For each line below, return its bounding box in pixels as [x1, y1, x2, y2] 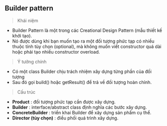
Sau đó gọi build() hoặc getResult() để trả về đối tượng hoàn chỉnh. [12, 79, 152, 85]
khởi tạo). [12, 32, 32, 38]
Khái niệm [17, 17, 39, 23]
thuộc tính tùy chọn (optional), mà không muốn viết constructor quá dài [12, 43, 162, 50]
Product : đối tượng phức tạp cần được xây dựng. [12, 99, 116, 105]
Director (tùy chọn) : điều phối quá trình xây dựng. [12, 115, 119, 121]
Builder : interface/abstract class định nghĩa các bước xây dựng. [12, 104, 147, 110]
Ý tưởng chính [17, 58, 47, 65]
